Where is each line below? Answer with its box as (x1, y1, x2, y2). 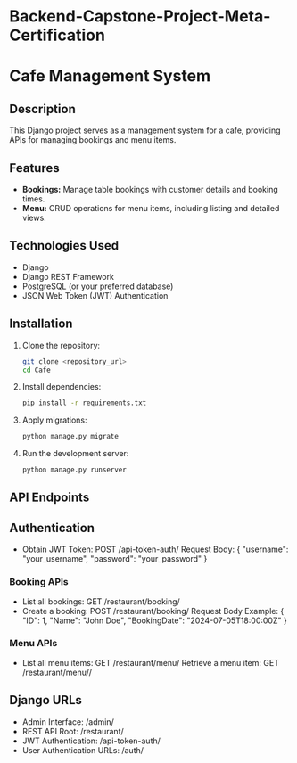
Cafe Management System (9, 66, 211, 86)
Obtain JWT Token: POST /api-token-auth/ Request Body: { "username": (21, 544, 289, 554)
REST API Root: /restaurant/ (21, 726, 125, 736)
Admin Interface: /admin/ (21, 716, 114, 727)
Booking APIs (9, 576, 69, 588)
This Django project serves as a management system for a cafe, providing (9, 125, 281, 135)
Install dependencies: (21, 381, 102, 392)
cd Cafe (21, 365, 51, 374)
